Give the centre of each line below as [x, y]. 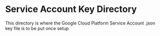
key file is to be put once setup [37, 28]
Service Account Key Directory [71, 9]
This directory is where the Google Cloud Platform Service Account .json [80, 23]
